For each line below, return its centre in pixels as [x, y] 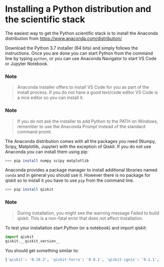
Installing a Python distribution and [78, 9]
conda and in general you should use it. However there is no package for [78, 175]
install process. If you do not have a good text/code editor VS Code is [87, 93]
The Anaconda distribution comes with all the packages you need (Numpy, [81, 141]
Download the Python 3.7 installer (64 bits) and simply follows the [72, 48]
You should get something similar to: [42, 251]
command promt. [35, 132]
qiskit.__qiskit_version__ [33, 241]
